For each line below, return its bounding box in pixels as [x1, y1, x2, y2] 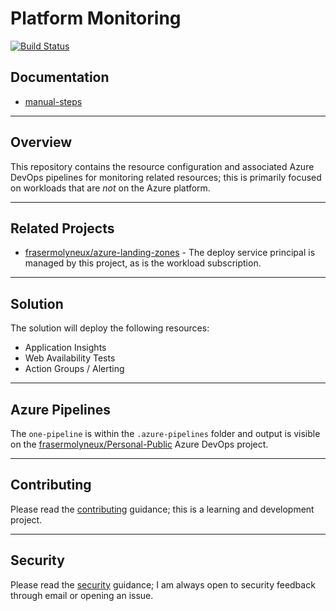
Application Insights [24, 342, 107, 354]
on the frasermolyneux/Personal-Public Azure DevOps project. [10, 438, 269, 450]
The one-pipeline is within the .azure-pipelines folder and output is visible [10, 428, 321, 439]
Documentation [10, 69, 110, 86]
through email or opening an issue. [10, 589, 154, 601]
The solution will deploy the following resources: [10, 322, 210, 334]
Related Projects [10, 220, 115, 237]
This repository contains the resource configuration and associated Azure [10, 160, 315, 172]
